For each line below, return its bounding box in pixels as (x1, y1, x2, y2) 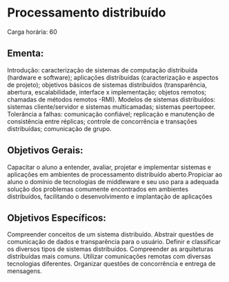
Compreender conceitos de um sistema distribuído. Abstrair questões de (7, 230, 214, 239)
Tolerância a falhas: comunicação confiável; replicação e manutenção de (7, 110, 215, 118)
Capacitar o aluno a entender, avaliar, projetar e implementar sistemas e (7, 163, 212, 171)
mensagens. (7, 267, 43, 275)
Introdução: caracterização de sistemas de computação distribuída (7, 66, 198, 74)
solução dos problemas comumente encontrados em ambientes (7, 185, 188, 193)
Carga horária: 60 (7, 28, 57, 36)
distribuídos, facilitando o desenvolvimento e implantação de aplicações (7, 192, 212, 201)
